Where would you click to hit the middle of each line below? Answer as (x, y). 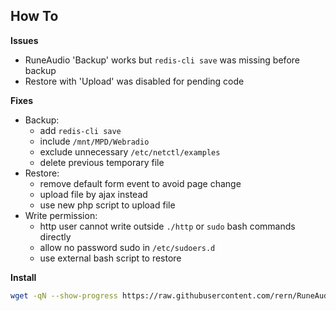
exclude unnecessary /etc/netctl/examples (130, 151)
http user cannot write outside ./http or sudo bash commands (167, 226)
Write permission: (61, 215)
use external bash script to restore (110, 258)
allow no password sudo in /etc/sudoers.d (127, 247)
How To (34, 16)
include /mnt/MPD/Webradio (94, 141)
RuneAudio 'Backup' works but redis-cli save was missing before (162, 60)
